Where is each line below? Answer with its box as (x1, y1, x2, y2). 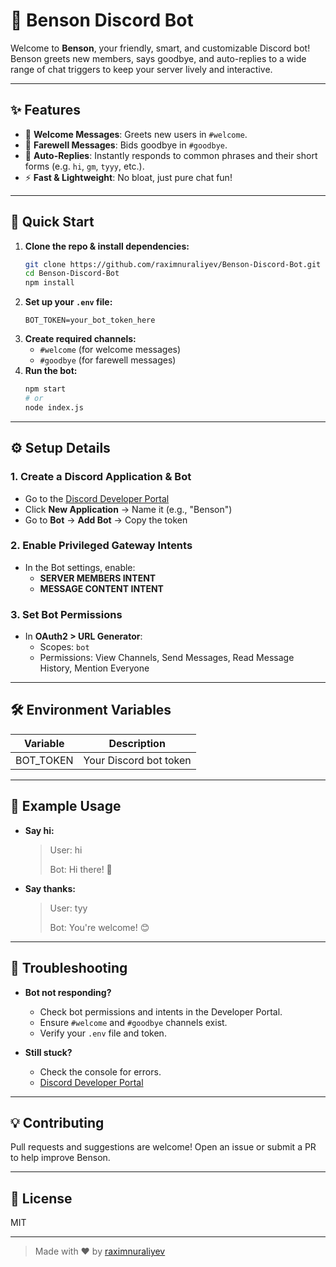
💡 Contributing (10, 1114, 105, 1131)
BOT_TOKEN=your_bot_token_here (24, 315, 156, 326)
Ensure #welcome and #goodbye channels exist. (39, 1016, 228, 1028)
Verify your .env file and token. (39, 1027, 167, 1039)
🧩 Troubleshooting (10, 960, 128, 977)
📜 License (10, 1190, 73, 1207)
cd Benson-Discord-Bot (24, 269, 120, 279)
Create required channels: (24, 333, 137, 345)
